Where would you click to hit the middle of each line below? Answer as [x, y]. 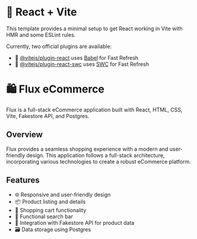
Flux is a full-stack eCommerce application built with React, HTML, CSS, [94, 110]
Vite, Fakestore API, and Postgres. [48, 116]
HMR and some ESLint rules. [41, 34]
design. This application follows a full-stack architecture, [96, 155]
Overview [25, 135]
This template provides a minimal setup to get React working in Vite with [94, 28]
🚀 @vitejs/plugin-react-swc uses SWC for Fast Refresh [82, 64]
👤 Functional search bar [44, 216]
